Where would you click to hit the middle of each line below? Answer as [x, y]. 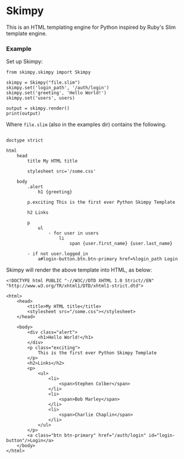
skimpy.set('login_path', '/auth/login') [58, 88]
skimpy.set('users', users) [41, 98]
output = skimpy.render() [38, 108]
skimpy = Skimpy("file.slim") [43, 83]
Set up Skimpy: [24, 62]
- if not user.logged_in [58, 254]
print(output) [24, 114]
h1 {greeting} [55, 192]
